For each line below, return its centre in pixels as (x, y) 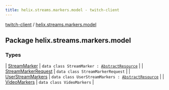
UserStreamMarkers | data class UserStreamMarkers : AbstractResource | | (85, 77)
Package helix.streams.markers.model (68, 40)
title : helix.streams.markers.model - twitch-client (62, 10)
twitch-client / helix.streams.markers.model (51, 24)
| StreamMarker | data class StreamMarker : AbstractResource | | (74, 66)
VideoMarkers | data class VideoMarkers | (50, 82)
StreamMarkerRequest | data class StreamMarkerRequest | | (68, 71)
